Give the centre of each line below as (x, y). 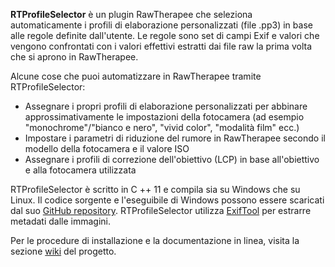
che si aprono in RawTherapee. (74, 57)
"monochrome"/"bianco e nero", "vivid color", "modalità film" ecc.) (162, 127)
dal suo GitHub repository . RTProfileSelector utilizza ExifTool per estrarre (161, 210)
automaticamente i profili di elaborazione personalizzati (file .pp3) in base (161, 25)
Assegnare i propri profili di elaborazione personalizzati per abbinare (166, 106)
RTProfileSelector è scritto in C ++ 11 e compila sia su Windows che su (155, 189)
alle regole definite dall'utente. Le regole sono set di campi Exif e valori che (165, 35)
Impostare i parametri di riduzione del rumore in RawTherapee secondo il (175, 138)
